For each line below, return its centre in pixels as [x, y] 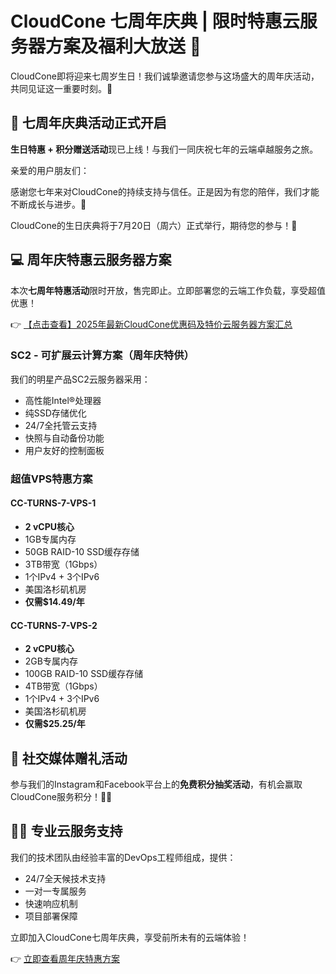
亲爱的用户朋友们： [50, 170]
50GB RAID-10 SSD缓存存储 [82, 551]
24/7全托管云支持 [61, 425]
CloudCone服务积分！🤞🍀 [61, 796]
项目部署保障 [51, 916]
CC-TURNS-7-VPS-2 [54, 625]
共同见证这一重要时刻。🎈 [61, 88]
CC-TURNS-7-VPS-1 [53, 503]
